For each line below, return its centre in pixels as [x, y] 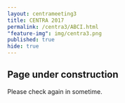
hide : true [23, 46]
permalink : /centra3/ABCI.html [53, 27]
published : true [31, 40]
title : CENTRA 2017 [36, 20]
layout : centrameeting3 [42, 14]
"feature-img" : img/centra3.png [54, 33]
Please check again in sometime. [55, 91]
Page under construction [63, 75]
